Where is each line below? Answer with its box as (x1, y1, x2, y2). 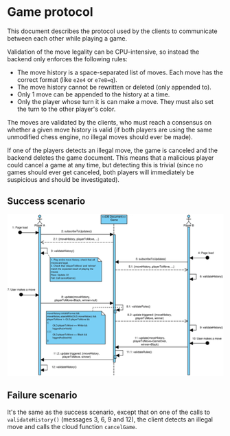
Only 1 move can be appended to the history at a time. (16, 90, 170, 98)
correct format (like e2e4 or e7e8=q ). (16, 75, 118, 83)
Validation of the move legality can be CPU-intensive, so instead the (7, 48, 200, 56)
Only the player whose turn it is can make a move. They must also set (16, 97, 214, 105)
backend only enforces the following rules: (7, 54, 128, 63)
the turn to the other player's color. (16, 105, 116, 113)
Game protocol (7, 4, 94, 20)
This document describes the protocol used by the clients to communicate (7, 27, 218, 35)
